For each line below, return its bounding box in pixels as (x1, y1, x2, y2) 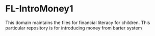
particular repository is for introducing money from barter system (5, 24, 142, 30)
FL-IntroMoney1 (5, 3, 73, 14)
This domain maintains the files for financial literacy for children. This (5, 19, 150, 25)
